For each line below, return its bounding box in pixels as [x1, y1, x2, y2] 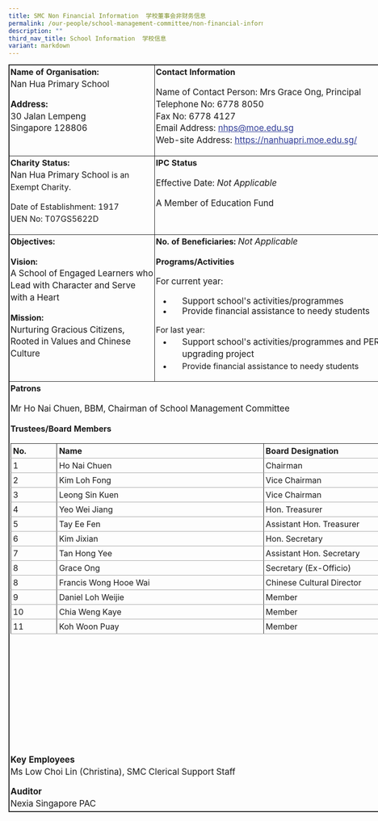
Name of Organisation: [10, 66, 99, 77]
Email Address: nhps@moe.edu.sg [156, 123, 295, 134]
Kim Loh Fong [59, 474, 111, 485]
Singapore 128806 [10, 123, 88, 134]
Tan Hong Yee [59, 547, 113, 559]
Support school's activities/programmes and [182, 337, 362, 348]
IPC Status [156, 157, 198, 168]
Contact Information [156, 66, 236, 77]
